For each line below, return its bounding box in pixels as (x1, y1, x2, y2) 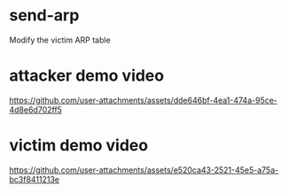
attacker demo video (9, 66, 165, 86)
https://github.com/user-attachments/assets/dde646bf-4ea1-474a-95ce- (9, 95, 277, 105)
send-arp (9, 5, 80, 26)
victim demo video (9, 135, 149, 156)
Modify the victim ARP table (9, 35, 111, 45)
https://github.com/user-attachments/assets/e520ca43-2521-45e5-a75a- (9, 165, 279, 175)
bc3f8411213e (9, 174, 60, 184)
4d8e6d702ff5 (9, 104, 62, 115)
